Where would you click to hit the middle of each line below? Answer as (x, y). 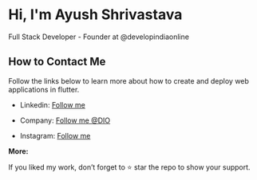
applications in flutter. (44, 89)
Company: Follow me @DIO (65, 120)
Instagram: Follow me (55, 135)
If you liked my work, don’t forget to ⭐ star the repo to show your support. (129, 167)
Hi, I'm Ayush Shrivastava (95, 15)
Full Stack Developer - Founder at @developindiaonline (99, 37)
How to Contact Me (57, 62)
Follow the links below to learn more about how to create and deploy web (129, 80)
